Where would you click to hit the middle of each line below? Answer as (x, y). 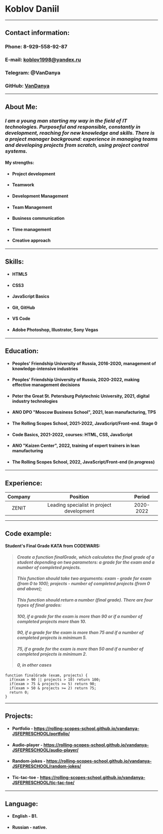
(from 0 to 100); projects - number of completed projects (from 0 (83, 584)
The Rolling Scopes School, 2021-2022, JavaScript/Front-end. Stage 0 (85, 423)
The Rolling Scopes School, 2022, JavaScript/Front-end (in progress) (83, 462)
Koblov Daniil (32, 9)
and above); (29, 589)
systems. (16, 151)
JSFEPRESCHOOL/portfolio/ (41, 733)
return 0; (19, 692)
